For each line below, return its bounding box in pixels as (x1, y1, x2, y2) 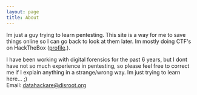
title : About (6, 15, 39, 21)
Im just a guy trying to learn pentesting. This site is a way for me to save (6, 31, 186, 38)
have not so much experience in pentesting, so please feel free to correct (6, 62, 190, 70)
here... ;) (6, 75, 28, 82)
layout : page (6, 8, 39, 15)
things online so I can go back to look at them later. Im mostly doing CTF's (6, 38, 192, 45)
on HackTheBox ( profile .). (6, 44, 71, 51)
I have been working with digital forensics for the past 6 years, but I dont (6, 56, 188, 63)
